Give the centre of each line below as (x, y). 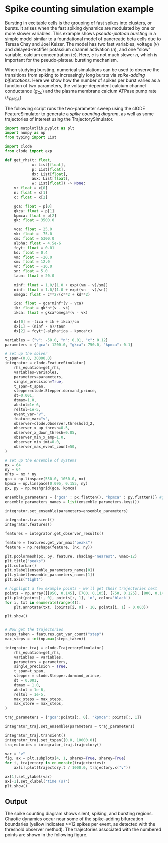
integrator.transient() (30, 520)
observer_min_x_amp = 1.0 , (40, 438)
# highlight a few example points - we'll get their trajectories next (81, 589)
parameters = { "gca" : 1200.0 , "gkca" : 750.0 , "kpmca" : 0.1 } (69, 345)
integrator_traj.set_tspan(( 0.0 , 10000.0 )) (51, 740)
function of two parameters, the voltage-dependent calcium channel (76, 85)
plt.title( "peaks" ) (25, 561)
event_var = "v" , (30, 414)
